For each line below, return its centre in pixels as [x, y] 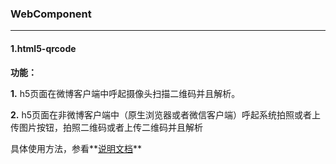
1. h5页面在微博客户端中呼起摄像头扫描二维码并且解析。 [125, 93]
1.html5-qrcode [43, 48]
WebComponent [51, 14]
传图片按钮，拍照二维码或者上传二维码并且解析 [106, 127]
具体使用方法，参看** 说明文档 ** [76, 148]
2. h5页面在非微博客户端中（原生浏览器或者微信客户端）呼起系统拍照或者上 [166, 114]
